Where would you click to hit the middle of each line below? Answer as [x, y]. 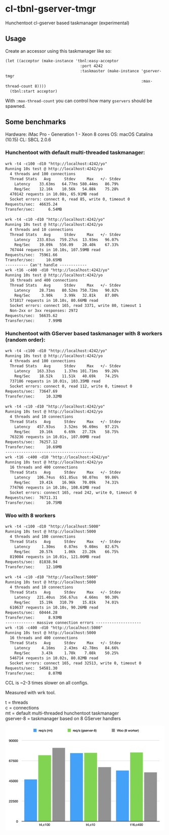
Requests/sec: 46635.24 [31, 204]
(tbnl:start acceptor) [34, 91]
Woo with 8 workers [30, 515]
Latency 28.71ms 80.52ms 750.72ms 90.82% [67, 290]
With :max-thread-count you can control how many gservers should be [79, 101]
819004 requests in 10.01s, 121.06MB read [55, 557]
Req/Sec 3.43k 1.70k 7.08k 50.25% [67, 653]
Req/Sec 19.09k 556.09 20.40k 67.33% [67, 245]
